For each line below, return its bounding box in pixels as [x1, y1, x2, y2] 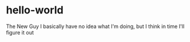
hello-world [6, 3, 64, 17]
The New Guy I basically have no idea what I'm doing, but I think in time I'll [6, 23, 185, 30]
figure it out [6, 29, 34, 36]
